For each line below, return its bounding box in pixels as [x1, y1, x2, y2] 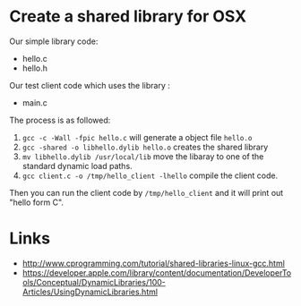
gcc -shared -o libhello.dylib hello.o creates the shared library [21, 141, 269, 152]
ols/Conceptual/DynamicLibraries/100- [21, 276, 166, 287]
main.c [21, 97, 47, 108]
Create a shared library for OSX [9, 6, 247, 27]
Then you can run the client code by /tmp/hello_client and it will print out [9, 187, 284, 198]
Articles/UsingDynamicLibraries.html [21, 286, 159, 297]
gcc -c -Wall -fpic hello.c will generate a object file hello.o [21, 132, 253, 142]
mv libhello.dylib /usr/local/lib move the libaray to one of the [21, 150, 264, 162]
